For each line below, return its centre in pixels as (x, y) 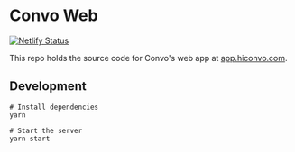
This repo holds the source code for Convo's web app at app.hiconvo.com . (148, 58)
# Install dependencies (54, 107)
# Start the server (46, 130)
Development (48, 86)
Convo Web (54, 16)
